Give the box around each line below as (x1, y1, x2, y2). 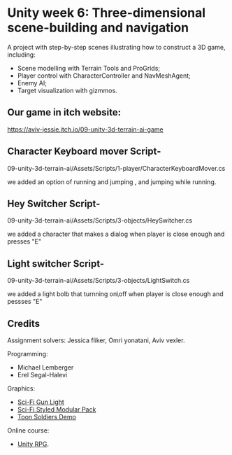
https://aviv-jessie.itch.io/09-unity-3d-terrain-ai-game (7, 125, 164, 134)
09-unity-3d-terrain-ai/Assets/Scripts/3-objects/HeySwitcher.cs (7, 216, 193, 225)
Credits (7, 317, 41, 330)
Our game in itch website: (7, 106, 121, 118)
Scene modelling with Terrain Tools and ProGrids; (17, 64, 161, 72)
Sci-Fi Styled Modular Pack (17, 405, 96, 414)
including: (7, 50, 36, 59)
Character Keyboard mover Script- (7, 146, 161, 157)
